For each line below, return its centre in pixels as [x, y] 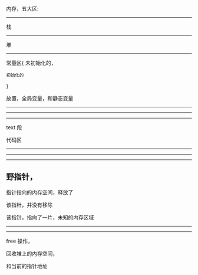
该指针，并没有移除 [29, 205]
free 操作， [20, 241]
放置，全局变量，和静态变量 [40, 98]
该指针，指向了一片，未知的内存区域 [50, 217]
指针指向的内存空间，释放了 [40, 192]
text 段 [14, 127]
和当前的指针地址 [27, 266]
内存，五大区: [23, 9]
